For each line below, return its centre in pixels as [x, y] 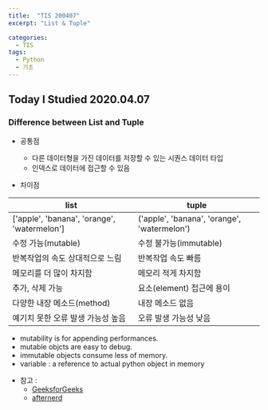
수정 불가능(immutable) [181, 243]
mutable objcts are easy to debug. [76, 346]
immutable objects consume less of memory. [94, 355]
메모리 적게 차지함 [170, 273]
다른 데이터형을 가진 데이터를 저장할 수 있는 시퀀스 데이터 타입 [127, 157]
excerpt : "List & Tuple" [49, 23]
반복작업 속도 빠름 [170, 258]
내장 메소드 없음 [166, 303]
